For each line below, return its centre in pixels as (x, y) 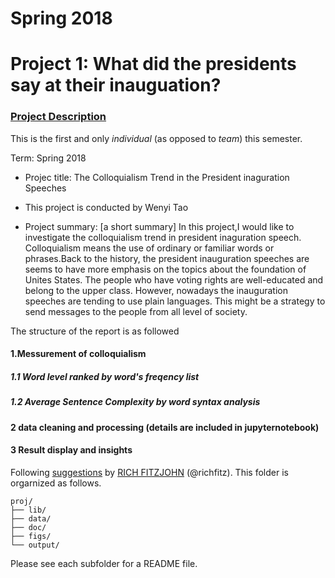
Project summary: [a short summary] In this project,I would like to (159, 226)
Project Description (58, 117)
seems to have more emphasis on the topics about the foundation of (165, 269)
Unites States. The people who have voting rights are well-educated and (174, 279)
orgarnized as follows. (56, 483)
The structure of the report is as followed (95, 331)
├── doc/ (28, 527)
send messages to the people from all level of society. (136, 311)
